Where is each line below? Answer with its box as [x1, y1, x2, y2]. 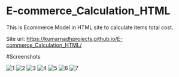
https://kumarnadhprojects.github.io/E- [26, 35, 123, 42]
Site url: [6, 35, 26, 42]
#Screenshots [6, 53, 41, 60]
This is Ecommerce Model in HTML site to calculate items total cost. [6, 24, 174, 31]
